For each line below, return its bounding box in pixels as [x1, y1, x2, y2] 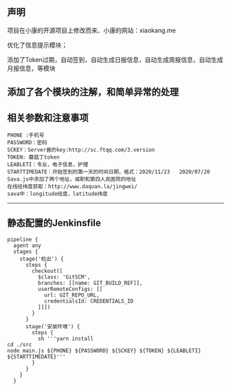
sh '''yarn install [37, 335, 94, 342]
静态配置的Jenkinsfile [7, 217, 101, 229]
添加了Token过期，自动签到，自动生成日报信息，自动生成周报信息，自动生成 [7, 55, 223, 63]
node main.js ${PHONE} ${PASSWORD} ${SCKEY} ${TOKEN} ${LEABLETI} [7, 347, 201, 354]
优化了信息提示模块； [7, 41, 67, 49]
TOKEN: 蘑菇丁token [7, 154, 60, 161]
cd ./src [7, 341, 32, 348]
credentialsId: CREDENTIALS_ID [43, 297, 134, 305]
